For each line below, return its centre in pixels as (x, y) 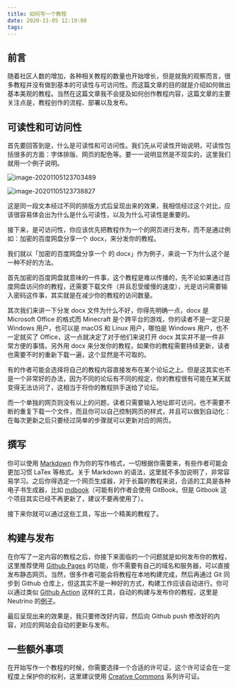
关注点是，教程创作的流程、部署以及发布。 (69, 103)
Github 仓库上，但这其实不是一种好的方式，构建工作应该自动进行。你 (122, 583)
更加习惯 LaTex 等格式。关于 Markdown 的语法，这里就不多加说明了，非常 (115, 471)
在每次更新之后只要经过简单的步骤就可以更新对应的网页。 (91, 420)
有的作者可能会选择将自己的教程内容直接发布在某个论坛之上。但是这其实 (113, 370)
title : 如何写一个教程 (37, 14)
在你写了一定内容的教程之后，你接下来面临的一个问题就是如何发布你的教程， (119, 557)
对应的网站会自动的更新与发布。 (66, 625)
